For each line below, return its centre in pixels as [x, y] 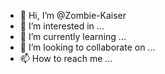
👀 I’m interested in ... [62, 26]
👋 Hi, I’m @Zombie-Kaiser [73, 15]
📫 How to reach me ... [66, 58]
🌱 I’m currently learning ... [73, 36]
